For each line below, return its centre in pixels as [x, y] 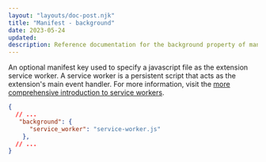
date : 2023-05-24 [37, 30]
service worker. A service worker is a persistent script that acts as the [122, 76]
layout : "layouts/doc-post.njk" [61, 15]
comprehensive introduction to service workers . [86, 92]
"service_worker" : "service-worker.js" [95, 129]
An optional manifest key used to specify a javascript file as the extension [128, 67]
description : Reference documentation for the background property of [127, 45]
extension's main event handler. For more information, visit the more [120, 85]
